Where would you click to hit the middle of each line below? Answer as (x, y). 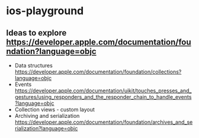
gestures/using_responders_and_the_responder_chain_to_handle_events (103, 97)
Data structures (34, 65)
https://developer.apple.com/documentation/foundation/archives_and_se (104, 122)
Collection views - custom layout (54, 110)
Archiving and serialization (47, 116)
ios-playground (45, 11)
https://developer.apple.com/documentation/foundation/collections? (98, 72)
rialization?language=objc (46, 128)
